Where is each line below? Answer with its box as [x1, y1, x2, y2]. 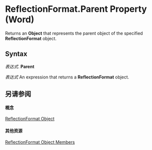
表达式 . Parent [5, 63, 34, 70]
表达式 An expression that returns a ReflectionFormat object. [5, 74, 129, 80]
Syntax [5, 50, 28, 58]
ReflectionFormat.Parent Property [5, 3, 147, 15]
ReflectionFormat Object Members [5, 139, 75, 145]
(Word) [5, 14, 34, 25]
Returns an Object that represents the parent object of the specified [5, 30, 143, 36]
